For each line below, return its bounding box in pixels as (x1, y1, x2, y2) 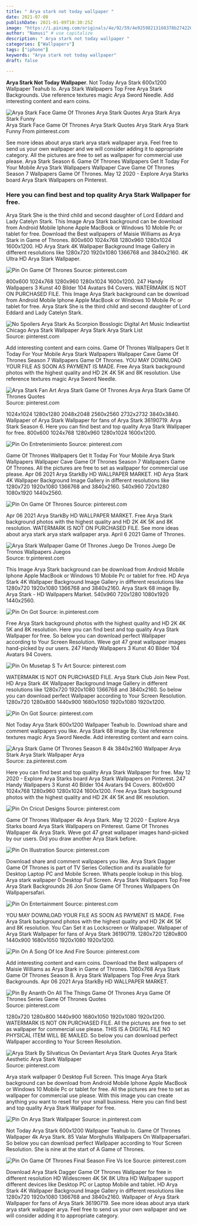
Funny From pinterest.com (6, 127, 70, 135)
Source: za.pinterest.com (6, 757, 67, 764)
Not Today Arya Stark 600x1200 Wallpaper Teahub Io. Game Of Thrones (6, 1127, 181, 1134)
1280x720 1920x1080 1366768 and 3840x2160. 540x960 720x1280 (6, 483, 169, 490)
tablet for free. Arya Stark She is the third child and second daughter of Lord (6, 302, 191, 309)
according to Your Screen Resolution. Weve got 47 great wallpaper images (6, 638, 186, 645)
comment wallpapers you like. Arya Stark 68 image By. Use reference (6, 727, 174, 734)
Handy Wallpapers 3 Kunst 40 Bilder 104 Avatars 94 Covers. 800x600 (6, 781, 175, 788)
